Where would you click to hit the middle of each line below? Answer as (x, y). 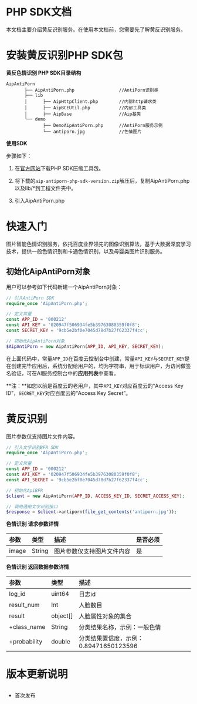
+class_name (27, 627)
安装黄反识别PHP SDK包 (64, 56)
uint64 (60, 594)
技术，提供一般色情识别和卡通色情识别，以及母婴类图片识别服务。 (86, 251)
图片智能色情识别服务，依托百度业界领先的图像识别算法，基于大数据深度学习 (98, 244)
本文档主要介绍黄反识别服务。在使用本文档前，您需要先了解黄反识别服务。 (96, 29)
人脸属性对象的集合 (105, 616)
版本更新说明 (37, 674)
